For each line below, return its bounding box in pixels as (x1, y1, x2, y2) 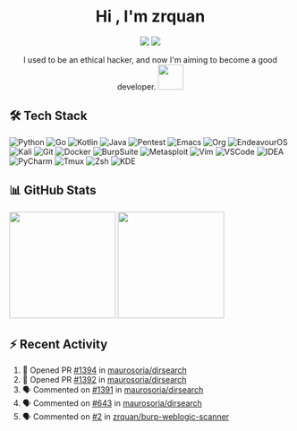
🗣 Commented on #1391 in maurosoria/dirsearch (21, 384, 204, 395)
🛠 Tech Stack (9, 108, 88, 124)
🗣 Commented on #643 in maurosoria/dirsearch (21, 398, 203, 409)
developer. (116, 81, 157, 91)
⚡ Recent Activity (9, 336, 108, 351)
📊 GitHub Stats (9, 183, 97, 198)
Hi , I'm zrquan (95, 6, 206, 27)
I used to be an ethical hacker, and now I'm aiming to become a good (23, 54, 277, 65)
